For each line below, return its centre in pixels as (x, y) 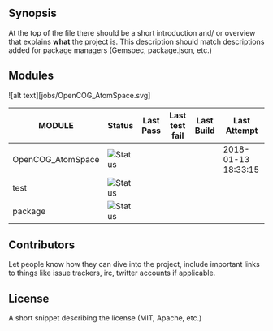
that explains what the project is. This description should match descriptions (136, 41)
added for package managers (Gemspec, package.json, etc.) (110, 50)
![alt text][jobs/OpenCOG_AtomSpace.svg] (80, 95)
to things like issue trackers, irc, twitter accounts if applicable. (112, 273)
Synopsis (32, 13)
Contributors (42, 245)
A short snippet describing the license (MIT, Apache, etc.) (105, 318)
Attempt (242, 131)
